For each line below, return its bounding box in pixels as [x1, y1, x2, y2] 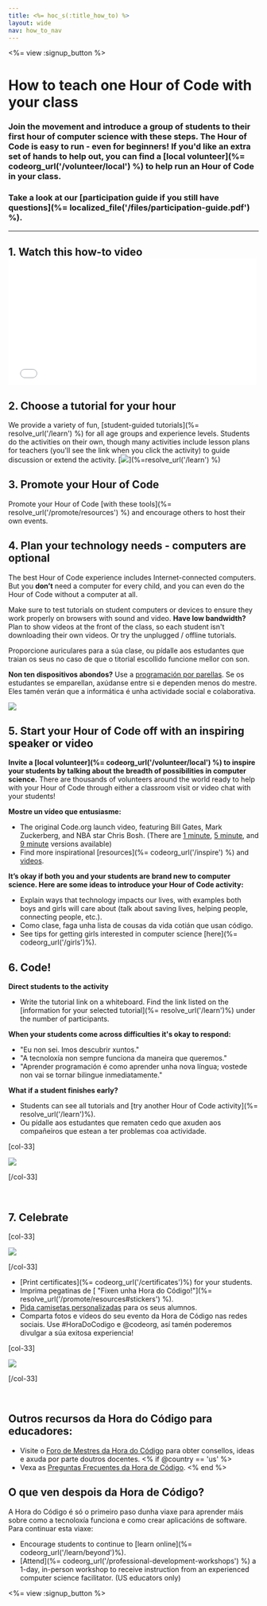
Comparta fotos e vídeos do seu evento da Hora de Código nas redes [19, 1311, 248, 1321]
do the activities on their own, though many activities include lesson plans [8, 436, 250, 446]
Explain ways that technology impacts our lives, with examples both [19, 895, 242, 905]
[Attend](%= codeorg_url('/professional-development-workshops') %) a [19, 1556, 257, 1565]
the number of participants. [19, 1014, 110, 1024]
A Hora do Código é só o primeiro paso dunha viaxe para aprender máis [8, 1507, 244, 1516]
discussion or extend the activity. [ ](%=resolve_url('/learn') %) [8, 455, 221, 464]
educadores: [8, 1425, 73, 1438]
